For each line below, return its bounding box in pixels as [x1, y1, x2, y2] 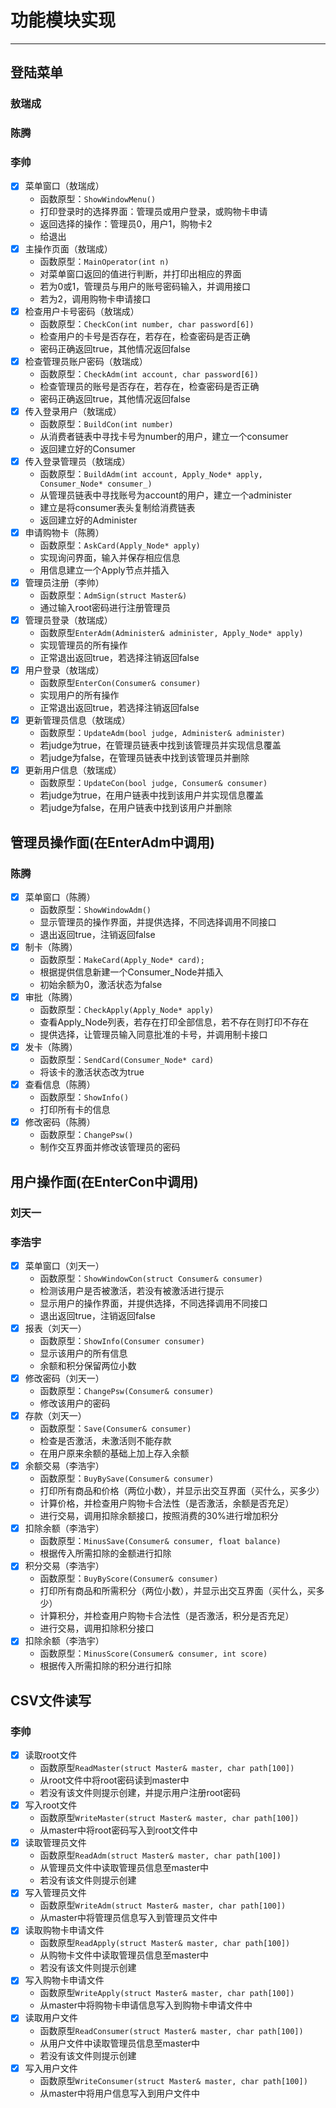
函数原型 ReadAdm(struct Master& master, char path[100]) [39, 1849, 282, 1861]
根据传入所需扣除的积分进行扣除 [39, 1660, 172, 1672]
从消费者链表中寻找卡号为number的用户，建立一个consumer [39, 430, 289, 442]
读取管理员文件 [24, 1837, 87, 1849]
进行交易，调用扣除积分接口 [39, 1622, 155, 1635]
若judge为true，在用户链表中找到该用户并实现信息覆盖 [39, 789, 264, 801]
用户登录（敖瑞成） [24, 664, 105, 676]
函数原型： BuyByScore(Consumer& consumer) [39, 1572, 219, 1585]
